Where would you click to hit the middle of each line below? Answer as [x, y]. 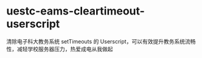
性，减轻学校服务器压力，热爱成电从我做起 [60, 49]
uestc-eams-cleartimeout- [75, 11]
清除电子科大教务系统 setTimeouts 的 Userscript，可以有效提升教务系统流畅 [101, 41]
